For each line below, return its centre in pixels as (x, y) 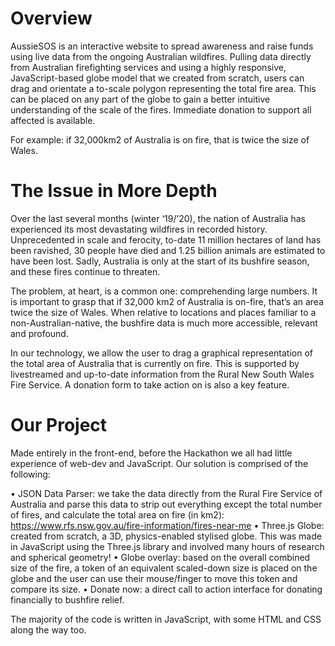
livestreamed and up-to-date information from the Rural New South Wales (162, 374)
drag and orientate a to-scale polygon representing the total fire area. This (163, 88)
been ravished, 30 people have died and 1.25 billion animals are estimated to (168, 250)
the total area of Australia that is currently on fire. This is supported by (155, 363)
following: (30, 474)
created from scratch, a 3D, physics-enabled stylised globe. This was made (166, 536)
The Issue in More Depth (114, 191)
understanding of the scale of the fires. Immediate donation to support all (161, 109)
